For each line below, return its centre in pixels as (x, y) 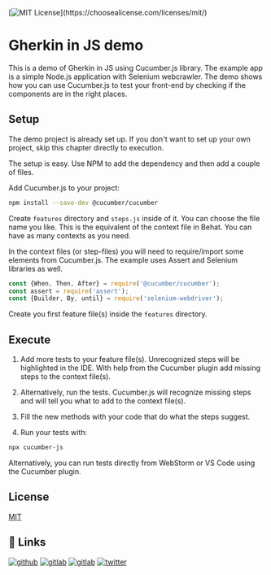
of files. (21, 172)
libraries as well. (36, 268)
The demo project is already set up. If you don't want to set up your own (129, 139)
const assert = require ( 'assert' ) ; (69, 291)
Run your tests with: (54, 433)
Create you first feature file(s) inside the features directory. (108, 314)
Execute (30, 340)
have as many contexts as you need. (70, 235)
